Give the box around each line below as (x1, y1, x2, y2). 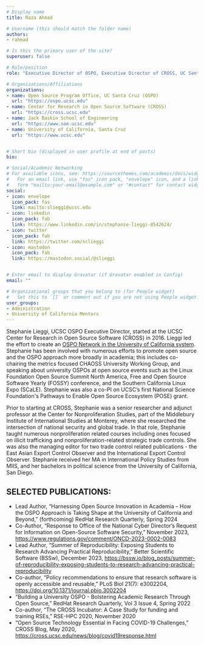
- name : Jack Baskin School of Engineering (6, 115, 118, 121)
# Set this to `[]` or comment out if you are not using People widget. (6, 294, 200, 300)
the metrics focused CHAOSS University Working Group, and (28, 360, 180, 368)
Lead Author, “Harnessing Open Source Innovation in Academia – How (15, 503, 191, 510)
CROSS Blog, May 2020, (15, 625, 76, 633)
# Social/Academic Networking (6, 165, 83, 171)
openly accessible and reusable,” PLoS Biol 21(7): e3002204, (15, 580, 168, 587)
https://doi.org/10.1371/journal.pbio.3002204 (15, 587, 126, 594)
